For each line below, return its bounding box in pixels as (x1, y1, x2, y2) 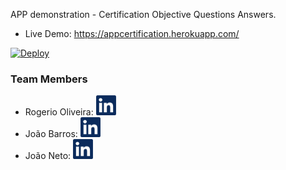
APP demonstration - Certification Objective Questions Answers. (10, 9, 277, 20)
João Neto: (24, 150, 72, 162)
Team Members (10, 72, 88, 86)
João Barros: (24, 128, 78, 140)
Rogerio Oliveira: (24, 106, 94, 118)
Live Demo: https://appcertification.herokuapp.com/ (24, 28, 240, 39)
